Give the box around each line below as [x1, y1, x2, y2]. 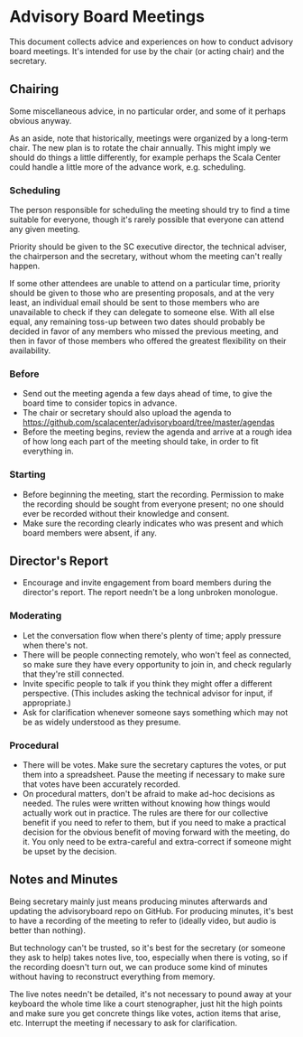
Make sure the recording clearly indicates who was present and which [22, 518, 284, 528]
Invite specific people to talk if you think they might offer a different [22, 677, 272, 688]
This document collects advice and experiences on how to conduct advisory [9, 36, 294, 47]
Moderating [9, 610, 62, 622]
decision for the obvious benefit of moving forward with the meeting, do [22, 827, 290, 837]
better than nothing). [9, 924, 86, 936]
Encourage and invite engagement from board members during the [22, 577, 272, 588]
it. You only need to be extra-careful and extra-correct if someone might [22, 836, 291, 847]
